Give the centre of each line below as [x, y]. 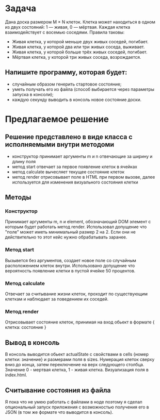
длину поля [24, 161]
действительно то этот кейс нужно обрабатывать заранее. [66, 237]
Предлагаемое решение [57, 119]
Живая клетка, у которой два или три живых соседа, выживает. [78, 47]
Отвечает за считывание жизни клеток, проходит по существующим [76, 294]
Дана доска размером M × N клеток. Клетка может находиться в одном [80, 22]
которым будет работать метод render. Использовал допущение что [76, 227]
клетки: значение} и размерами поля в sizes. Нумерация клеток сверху [80, 359]
